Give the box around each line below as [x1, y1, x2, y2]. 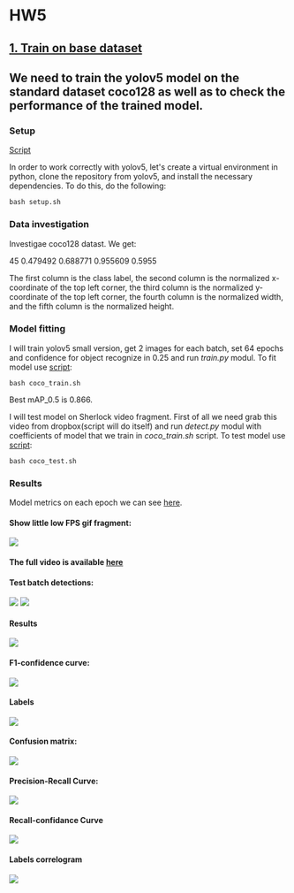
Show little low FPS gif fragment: [9, 517, 132, 528]
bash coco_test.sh [9, 456, 77, 465]
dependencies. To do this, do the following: [9, 180, 167, 191]
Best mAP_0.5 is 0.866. [9, 394, 93, 405]
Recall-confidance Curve [9, 814, 104, 825]
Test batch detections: [9, 576, 94, 588]
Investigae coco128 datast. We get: [9, 238, 137, 248]
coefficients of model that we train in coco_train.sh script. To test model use [9, 430, 286, 440]
